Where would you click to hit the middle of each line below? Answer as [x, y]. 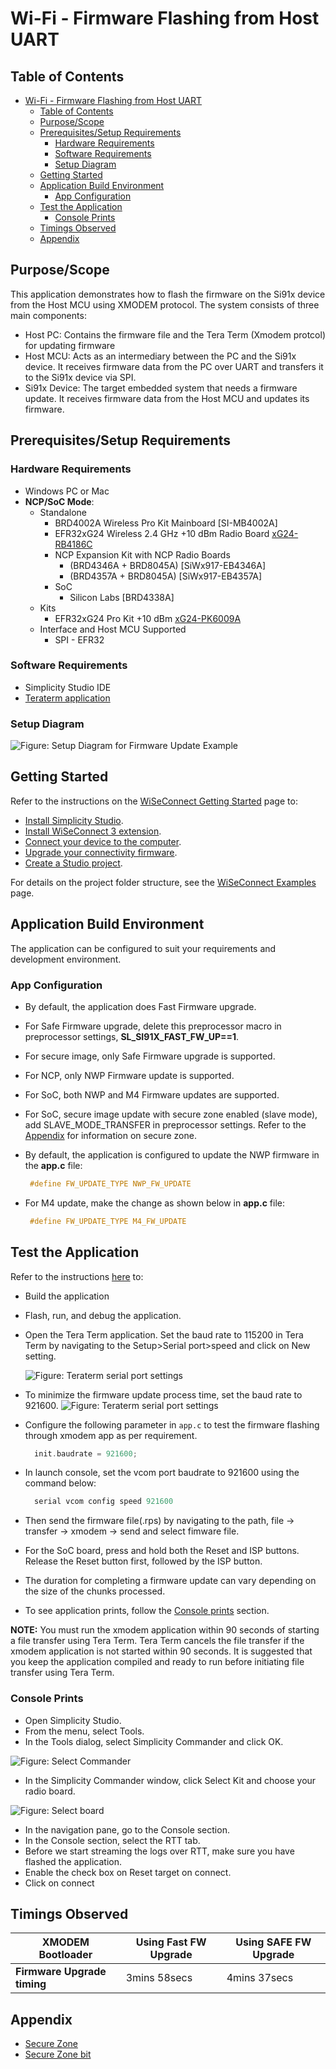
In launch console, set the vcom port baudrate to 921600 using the [162, 1473]
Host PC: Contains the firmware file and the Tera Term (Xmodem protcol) [175, 334]
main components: [48, 315]
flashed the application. [73, 1861]
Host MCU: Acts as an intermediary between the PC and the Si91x [160, 356]
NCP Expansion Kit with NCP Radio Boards [142, 554]
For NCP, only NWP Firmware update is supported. [129, 1076]
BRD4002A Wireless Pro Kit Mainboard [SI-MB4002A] [166, 523]
